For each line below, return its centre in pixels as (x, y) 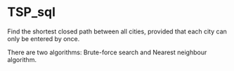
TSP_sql (32, 12)
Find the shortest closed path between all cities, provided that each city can (117, 31)
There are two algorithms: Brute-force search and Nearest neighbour (107, 52)
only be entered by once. (44, 38)
